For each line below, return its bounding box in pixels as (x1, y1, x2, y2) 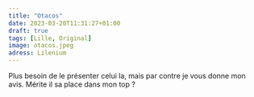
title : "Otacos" (8, 11, 63, 20)
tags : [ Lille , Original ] (8, 34, 92, 42)
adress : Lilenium (8, 49, 67, 57)
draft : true (8, 26, 48, 34)
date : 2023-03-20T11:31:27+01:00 (8, 19, 121, 27)
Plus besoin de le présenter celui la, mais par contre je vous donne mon (8, 71, 246, 80)
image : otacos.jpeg (8, 42, 74, 50)
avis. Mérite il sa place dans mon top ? (8, 79, 135, 89)
